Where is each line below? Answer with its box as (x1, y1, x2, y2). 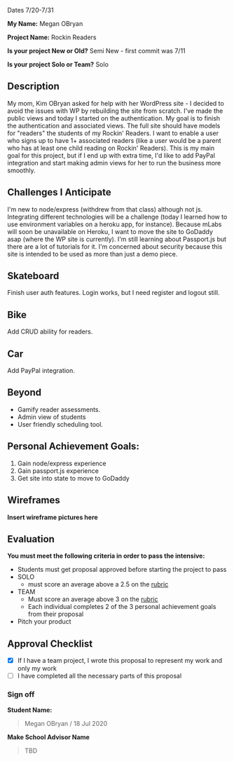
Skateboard (7, 270, 60, 282)
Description (7, 81, 60, 92)
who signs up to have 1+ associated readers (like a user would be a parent (7, 136, 222, 144)
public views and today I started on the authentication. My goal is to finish (7, 114, 221, 122)
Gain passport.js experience (17, 466, 99, 475)
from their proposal (27, 610, 84, 619)
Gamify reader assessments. (17, 405, 101, 413)
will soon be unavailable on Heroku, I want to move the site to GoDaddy (7, 227, 214, 235)
